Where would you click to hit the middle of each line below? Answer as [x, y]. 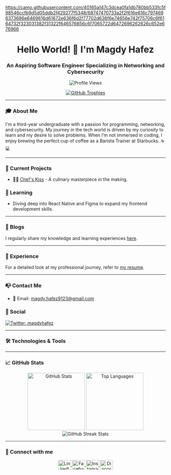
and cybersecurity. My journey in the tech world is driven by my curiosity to [84, 129]
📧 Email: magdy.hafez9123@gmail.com [53, 299]
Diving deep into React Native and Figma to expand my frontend [80, 204]
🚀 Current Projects [28, 168]
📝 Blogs [15, 227]
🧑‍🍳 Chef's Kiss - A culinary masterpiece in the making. [70, 179]
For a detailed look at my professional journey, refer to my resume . [75, 267]
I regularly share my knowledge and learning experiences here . [72, 238]
